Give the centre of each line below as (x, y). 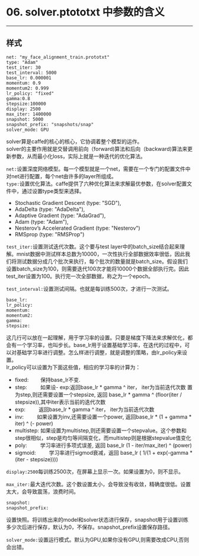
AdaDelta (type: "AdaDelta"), (50, 209)
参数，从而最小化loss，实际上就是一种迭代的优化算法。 (78, 156)
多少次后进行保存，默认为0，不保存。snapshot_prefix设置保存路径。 (90, 527)
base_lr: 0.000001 (29, 78)
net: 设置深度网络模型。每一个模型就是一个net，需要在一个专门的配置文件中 (98, 169)
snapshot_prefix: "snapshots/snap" (50, 124)
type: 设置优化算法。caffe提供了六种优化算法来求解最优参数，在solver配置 (97, 184)
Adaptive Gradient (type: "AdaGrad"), (60, 215)
